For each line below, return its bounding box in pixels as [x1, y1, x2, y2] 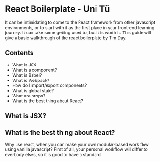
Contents [5, 49, 34, 57]
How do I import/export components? [12, 82, 87, 88]
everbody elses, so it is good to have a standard [5, 151, 101, 157]
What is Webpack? [12, 77, 50, 83]
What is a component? [12, 67, 57, 73]
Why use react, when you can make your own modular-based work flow [5, 141, 149, 147]
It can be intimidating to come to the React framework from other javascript [5, 19, 156, 25]
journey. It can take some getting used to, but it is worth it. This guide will [5, 30, 151, 35]
